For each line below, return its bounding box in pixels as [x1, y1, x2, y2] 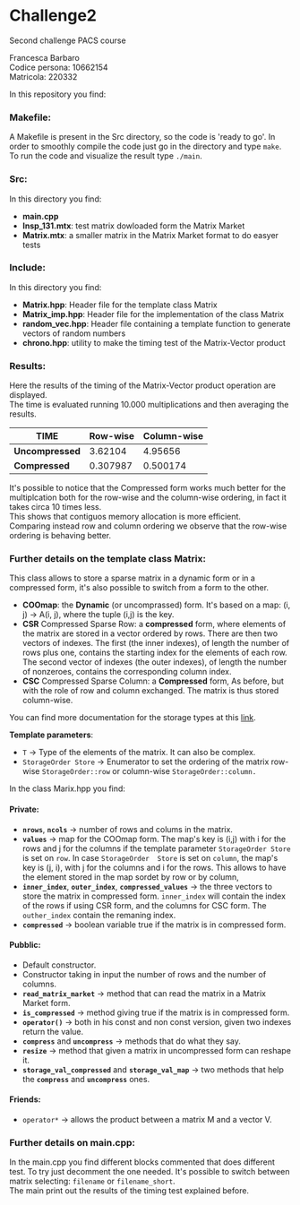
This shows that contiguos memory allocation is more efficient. [9, 512, 242, 522]
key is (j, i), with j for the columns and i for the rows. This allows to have [21, 862, 287, 873]
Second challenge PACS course [9, 35, 127, 46]
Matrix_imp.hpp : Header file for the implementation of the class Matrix [21, 308, 285, 319]
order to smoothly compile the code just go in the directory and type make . [9, 141, 282, 152]
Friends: [9, 1094, 41, 1105]
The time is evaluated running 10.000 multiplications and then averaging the [9, 400, 289, 410]
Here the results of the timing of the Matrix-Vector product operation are [9, 380, 276, 391]
